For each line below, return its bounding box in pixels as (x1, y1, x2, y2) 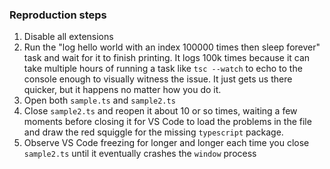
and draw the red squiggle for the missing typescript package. (23, 126, 284, 138)
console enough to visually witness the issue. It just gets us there (23, 73, 293, 85)
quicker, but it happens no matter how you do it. (23, 84, 222, 96)
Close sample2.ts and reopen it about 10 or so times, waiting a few (23, 105, 298, 117)
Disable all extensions (23, 31, 114, 43)
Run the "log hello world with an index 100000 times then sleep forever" (23, 41, 321, 53)
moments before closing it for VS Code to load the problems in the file (23, 116, 312, 128)
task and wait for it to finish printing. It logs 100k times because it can (23, 52, 311, 64)
